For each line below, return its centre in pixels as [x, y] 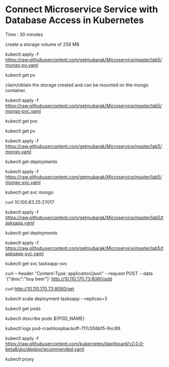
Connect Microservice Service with [82, 9]
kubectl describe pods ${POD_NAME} [45, 318]
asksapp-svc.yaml [25, 254]
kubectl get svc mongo [29, 192]
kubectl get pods [23, 308]
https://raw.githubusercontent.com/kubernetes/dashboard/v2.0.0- [75, 343]
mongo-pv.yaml [22, 65]
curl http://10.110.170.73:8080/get [40, 289]
